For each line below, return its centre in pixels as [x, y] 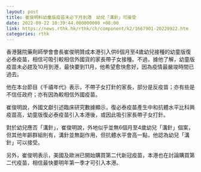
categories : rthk [28, 34]
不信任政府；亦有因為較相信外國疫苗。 [53, 95]
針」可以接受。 [25, 143]
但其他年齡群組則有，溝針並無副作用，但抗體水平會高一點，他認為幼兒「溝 [98, 135]
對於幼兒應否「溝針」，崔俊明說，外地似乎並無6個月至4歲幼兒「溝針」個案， [100, 128]
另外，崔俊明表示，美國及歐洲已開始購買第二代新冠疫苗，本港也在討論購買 [98, 155]
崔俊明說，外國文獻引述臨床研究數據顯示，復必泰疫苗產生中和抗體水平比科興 [100, 107]
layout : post [22, 12]
